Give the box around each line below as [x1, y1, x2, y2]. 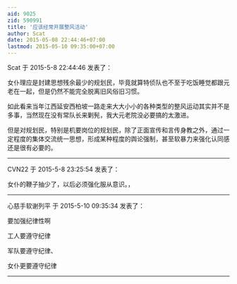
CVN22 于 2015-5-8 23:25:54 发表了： [7, 165, 120, 173]
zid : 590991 [7, 17, 42, 24]
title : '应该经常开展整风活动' [7, 23, 89, 30]
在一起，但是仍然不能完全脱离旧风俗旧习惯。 [13, 87, 143, 95]
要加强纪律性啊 [7, 216, 51, 225]
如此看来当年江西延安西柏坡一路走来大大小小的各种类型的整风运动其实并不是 [7, 102, 230, 110]
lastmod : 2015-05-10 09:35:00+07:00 [7, 43, 115, 50]
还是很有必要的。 [7, 144, 57, 152]
